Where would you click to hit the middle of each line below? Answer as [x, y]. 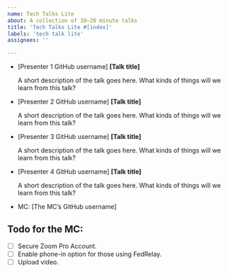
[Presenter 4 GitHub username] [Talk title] [79, 172]
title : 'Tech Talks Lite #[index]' [60, 27]
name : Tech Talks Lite [41, 14]
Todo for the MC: [45, 229]
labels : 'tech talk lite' [45, 34]
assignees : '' [28, 40]
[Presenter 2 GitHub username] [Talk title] [79, 102]
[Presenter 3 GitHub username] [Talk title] [79, 137]
